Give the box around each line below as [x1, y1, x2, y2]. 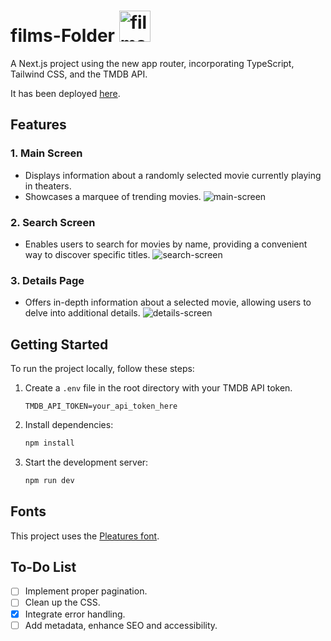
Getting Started [10, 336, 109, 353]
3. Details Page [10, 273, 85, 287]
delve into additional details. [24, 307, 141, 319]
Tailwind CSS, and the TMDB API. [10, 68, 148, 80]
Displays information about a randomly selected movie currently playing [24, 169, 322, 181]
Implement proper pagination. [24, 585, 148, 597]
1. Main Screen [10, 146, 83, 160]
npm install [24, 438, 75, 449]
